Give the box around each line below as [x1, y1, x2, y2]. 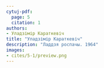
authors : [6, 25, 28, 31]
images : [6, 47, 25, 53]
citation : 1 [11, 20, 41, 25]
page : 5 [11, 14, 31, 20]
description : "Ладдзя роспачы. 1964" [6, 42, 99, 48]
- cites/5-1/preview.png [6, 53, 67, 59]
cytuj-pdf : [6, 8, 33, 15]
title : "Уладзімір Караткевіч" [6, 36, 83, 42]
